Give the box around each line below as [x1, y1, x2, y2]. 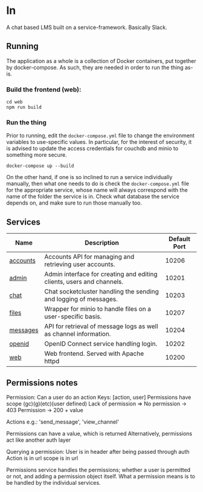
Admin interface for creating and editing [44, 270, 158, 278]
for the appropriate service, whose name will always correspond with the [6, 186, 188, 194]
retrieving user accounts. [44, 260, 115, 269]
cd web [6, 99, 23, 105]
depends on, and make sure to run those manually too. [6, 199, 143, 206]
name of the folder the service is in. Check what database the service [6, 193, 179, 200]
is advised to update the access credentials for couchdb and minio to [6, 145, 179, 152]
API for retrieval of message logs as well [44, 322, 158, 330]
